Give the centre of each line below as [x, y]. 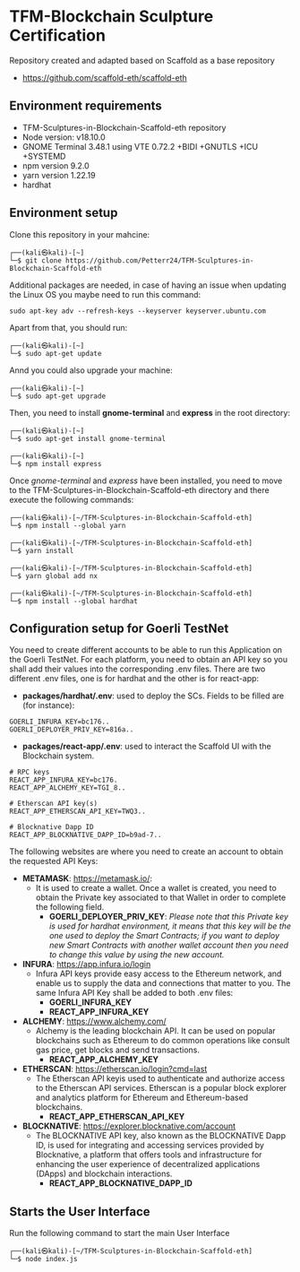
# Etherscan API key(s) [54, 804]
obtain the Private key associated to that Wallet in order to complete [161, 897]
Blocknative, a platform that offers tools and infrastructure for [149, 1155]
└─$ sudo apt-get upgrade [57, 396]
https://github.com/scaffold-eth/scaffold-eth [105, 77]
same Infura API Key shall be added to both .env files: [134, 993]
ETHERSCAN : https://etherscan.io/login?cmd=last [115, 1069]
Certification [57, 35]
